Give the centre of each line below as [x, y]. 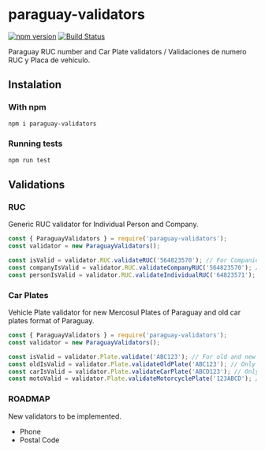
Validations [37, 185]
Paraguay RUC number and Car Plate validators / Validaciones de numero [127, 51]
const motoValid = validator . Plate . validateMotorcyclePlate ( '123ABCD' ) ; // [135, 379]
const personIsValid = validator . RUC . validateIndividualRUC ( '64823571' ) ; [132, 275]
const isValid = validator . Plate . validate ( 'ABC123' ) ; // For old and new [132, 356]
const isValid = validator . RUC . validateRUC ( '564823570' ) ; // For [118, 261]
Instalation [35, 85]
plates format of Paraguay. [51, 321]
